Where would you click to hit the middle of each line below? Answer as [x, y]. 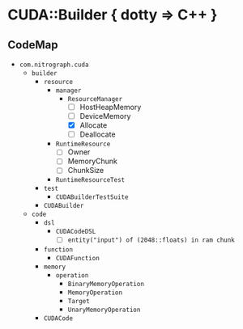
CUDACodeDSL [76, 232]
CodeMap [33, 45]
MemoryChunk [93, 161]
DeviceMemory [105, 116]
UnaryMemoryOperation [104, 310]
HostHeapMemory [111, 107]
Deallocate [98, 134]
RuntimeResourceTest [90, 180]
